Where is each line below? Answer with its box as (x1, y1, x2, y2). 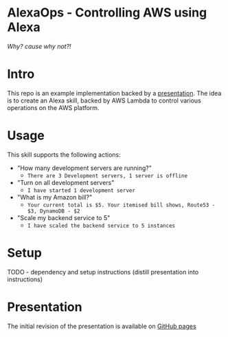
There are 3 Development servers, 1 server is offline (27, 172, 187, 180)
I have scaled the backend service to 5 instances (27, 222, 176, 229)
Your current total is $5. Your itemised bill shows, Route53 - (27, 202, 216, 208)
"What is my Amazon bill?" (16, 193, 93, 201)
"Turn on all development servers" (16, 178, 115, 186)
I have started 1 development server (27, 187, 136, 194)
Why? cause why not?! (7, 42, 71, 50)
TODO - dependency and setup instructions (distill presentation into (7, 268, 199, 276)
